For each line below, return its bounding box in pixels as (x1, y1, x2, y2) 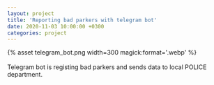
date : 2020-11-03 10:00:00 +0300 (7, 23, 105, 30)
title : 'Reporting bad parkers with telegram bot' (7, 17, 158, 23)
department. (7, 70, 43, 79)
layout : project (7, 10, 54, 17)
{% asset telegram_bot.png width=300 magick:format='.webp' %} (7, 48, 197, 57)
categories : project (7, 29, 68, 37)
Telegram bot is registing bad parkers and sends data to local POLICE (7, 63, 207, 71)
